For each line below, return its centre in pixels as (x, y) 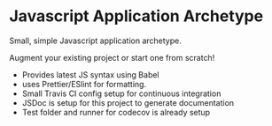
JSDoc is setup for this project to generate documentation (128, 102)
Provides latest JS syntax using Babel (90, 74)
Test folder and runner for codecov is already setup (116, 112)
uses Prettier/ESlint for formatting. (84, 84)
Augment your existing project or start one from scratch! (112, 57)
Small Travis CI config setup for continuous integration (121, 93)
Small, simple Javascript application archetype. (95, 41)
